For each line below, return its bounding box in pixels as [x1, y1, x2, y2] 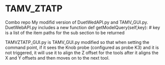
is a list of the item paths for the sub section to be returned [5, 30, 125, 35]
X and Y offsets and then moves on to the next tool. [5, 55, 110, 61]
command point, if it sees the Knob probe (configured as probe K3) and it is [5, 44, 159, 50]
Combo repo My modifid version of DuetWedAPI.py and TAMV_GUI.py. [5, 19, 148, 25]
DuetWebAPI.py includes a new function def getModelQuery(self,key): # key [5, 24, 161, 30]
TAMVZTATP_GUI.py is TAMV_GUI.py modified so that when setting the [5, 39, 150, 45]
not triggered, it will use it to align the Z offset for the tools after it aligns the [5, 50, 159, 56]
